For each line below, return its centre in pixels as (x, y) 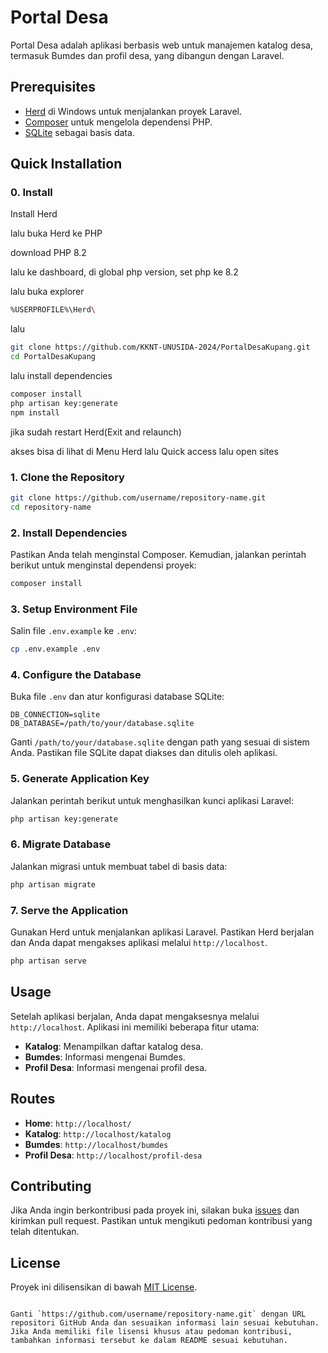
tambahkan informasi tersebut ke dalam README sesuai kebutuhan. (149, 1341)
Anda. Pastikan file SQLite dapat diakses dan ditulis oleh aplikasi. (144, 753)
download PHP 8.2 (48, 253)
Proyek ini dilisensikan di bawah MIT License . (104, 1287)
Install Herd (34, 214)
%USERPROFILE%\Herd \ (53, 310)
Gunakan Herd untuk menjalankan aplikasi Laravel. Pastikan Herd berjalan (162, 932)
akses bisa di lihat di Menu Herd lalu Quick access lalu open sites (144, 451)
